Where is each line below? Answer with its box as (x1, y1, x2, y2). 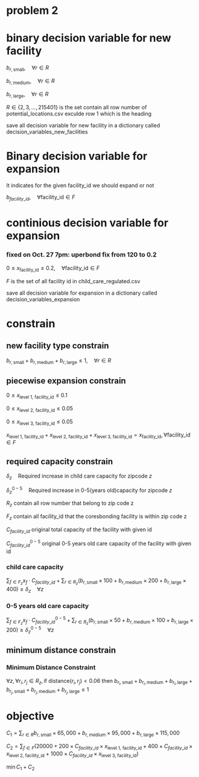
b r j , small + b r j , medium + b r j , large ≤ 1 (6, 686, 89, 695)
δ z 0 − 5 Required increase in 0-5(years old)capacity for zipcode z (6, 485, 172, 495)
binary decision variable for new (6, 31, 172, 45)
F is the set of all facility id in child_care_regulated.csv (6, 277, 141, 284)
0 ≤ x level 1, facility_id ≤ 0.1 (6, 392, 68, 400)
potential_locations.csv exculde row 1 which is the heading (6, 110, 152, 117)
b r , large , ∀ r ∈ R (6, 90, 49, 99)
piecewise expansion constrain (6, 376, 127, 386)
